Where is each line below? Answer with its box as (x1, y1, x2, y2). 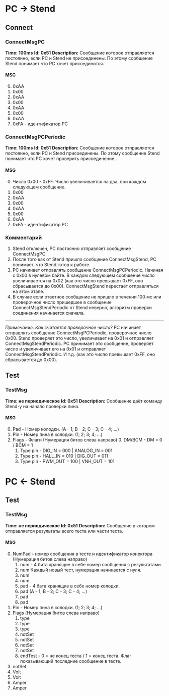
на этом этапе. (12, 288, 45, 294)
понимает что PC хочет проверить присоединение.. (5, 156, 117, 162)
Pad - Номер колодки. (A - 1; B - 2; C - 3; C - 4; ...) (12, 426, 119, 432)
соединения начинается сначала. (12, 310, 85, 316)
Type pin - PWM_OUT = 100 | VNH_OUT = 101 (20, 458, 115, 464)
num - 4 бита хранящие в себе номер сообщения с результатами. (20, 561, 162, 567)
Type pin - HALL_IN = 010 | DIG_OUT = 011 (20, 453, 108, 459)
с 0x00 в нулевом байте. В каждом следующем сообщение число (12, 272, 155, 278)
